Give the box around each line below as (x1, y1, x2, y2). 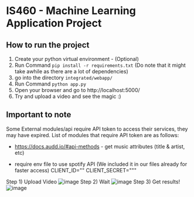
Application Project (6, 16, 102, 30)
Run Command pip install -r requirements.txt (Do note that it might (14, 62, 186, 69)
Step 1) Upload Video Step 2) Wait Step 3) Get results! (6, 178, 181, 185)
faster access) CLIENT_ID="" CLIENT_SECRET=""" (14, 167, 137, 174)
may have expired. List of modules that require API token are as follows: (6, 131, 179, 138)
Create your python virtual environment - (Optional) (14, 56, 139, 62)
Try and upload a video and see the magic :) (14, 93, 121, 100)
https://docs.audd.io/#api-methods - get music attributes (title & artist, (14, 142, 185, 150)
